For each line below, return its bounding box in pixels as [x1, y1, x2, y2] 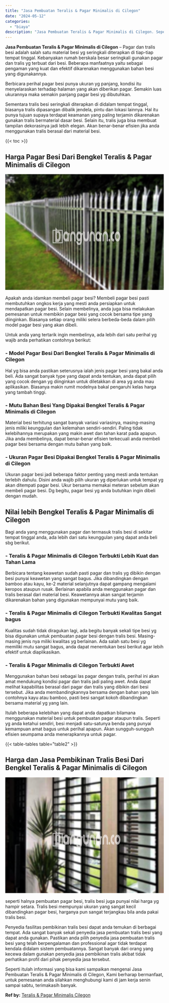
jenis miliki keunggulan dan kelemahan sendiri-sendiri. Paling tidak [5, 425, 143, 431]
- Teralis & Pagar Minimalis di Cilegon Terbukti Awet [5, 662, 134, 669]
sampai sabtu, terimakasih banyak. [5, 982, 77, 988]
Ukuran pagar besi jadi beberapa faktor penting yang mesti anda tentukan [5, 471, 158, 477]
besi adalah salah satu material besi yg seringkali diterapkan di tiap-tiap [5, 50, 153, 56]
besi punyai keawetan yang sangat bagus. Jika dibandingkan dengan [5, 576, 148, 582]
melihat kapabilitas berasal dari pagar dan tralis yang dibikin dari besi [5, 684, 149, 690]
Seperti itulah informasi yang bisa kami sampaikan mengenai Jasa [5, 966, 142, 972]
